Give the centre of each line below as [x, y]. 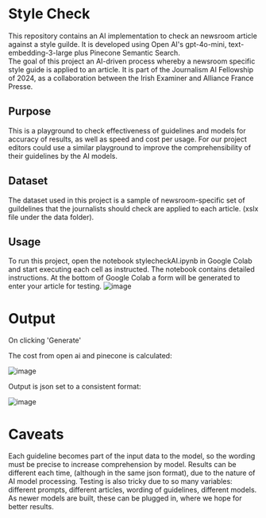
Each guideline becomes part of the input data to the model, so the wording [132, 456]
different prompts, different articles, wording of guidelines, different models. [133, 490]
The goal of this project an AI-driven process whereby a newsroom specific [132, 61]
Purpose [30, 112]
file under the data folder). [51, 217]
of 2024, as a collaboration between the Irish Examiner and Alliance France [131, 78]
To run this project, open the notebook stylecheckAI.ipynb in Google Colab [130, 261]
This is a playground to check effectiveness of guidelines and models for [127, 130]
